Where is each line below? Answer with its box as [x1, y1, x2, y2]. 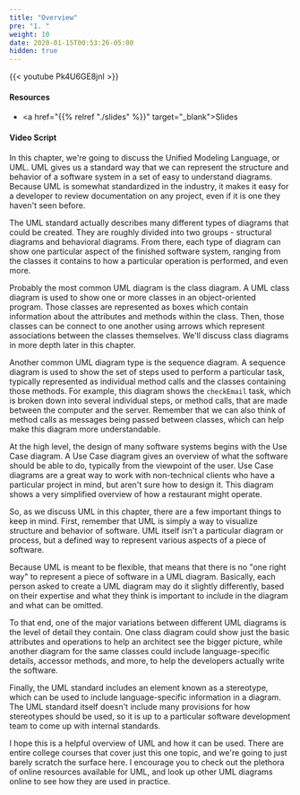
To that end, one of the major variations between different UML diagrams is [9, 616, 287, 628]
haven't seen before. [9, 199, 86, 211]
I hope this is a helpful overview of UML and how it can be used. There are [9, 738, 284, 748]
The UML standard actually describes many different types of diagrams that [9, 217, 289, 228]
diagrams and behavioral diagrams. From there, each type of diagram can [9, 236, 281, 247]
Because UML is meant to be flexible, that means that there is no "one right [9, 562, 287, 572]
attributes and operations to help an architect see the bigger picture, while [9, 636, 284, 647]
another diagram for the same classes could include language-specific [9, 645, 270, 656]
